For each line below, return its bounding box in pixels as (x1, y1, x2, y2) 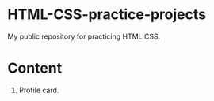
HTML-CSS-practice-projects (7, 6, 207, 24)
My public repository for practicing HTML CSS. (7, 32, 161, 41)
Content (7, 59, 63, 77)
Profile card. (18, 85, 59, 95)
